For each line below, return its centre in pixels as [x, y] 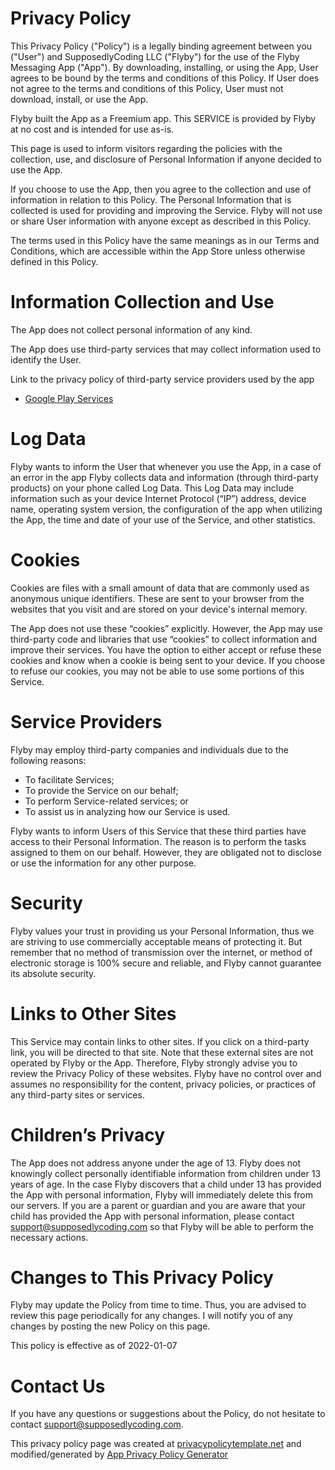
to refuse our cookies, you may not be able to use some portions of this [157, 671]
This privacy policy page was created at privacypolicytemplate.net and [156, 1444]
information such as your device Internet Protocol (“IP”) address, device [158, 498]
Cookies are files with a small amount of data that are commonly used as [160, 588]
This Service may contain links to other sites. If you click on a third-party [160, 1041]
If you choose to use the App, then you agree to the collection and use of [161, 189]
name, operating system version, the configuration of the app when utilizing [166, 509]
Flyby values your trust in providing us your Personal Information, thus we [162, 931]
